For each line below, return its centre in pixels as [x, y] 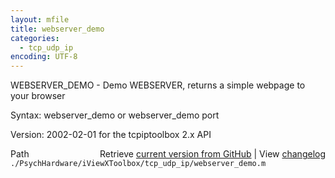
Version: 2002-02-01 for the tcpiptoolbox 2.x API [111, 135]
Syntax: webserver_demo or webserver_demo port [115, 115]
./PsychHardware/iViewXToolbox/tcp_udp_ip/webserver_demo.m [138, 164]
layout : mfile [40, 19]
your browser [38, 96]
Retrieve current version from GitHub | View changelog [212, 154]
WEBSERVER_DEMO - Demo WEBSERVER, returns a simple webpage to [158, 85]
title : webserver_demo [57, 29]
